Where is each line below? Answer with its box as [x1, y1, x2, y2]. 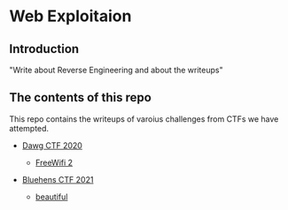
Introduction [9, 41, 80, 56]
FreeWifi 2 [35, 157, 74, 168]
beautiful [35, 191, 68, 202]
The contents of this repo [9, 90, 152, 105]
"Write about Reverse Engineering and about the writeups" [9, 64, 223, 75]
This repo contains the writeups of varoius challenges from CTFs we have [9, 113, 279, 124]
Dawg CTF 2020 [21, 139, 82, 151]
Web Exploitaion [9, 6, 132, 26]
